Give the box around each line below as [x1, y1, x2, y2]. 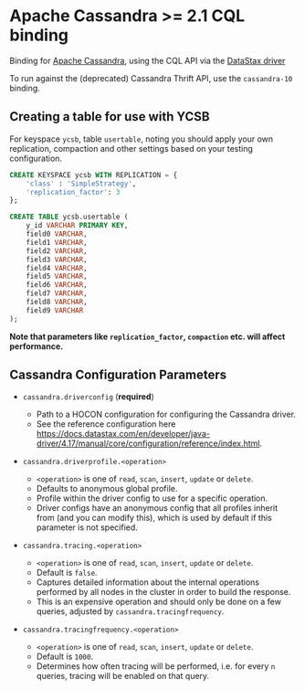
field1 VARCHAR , [26, 238, 89, 247]
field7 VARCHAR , [26, 289, 89, 298]
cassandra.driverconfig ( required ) [22, 391, 155, 402]
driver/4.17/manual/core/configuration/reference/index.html [36, 438, 260, 449]
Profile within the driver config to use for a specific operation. [36, 493, 268, 504]
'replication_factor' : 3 [26, 187, 121, 196]
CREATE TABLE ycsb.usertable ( [9, 212, 129, 222]
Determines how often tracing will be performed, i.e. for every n [36, 661, 276, 672]
